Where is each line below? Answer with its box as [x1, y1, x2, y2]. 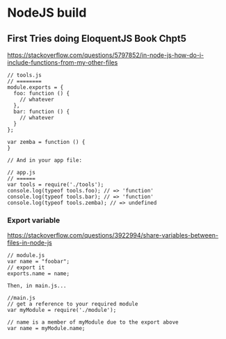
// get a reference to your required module [7, 301, 138, 308]
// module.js [7, 252, 45, 259]
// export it [7, 264, 45, 272]
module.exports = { [7, 84, 64, 91]
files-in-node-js [7, 238, 52, 247]
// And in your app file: [7, 157, 82, 164]
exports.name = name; [7, 270, 70, 277]
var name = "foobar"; [7, 258, 70, 265]
